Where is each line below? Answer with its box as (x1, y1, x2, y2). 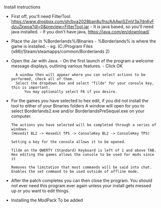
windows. (11, 127, 29, 132)
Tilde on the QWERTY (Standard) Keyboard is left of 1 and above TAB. (11, 148, 157, 153)
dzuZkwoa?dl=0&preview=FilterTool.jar (11, 24, 89, 30)
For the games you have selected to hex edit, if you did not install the (11, 98, 149, 104)
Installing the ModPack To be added (11, 197, 83, 203)
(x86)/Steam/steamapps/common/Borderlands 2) (11, 48, 110, 54)
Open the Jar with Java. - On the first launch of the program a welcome (11, 58, 154, 63)
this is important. (11, 85, 51, 90)
